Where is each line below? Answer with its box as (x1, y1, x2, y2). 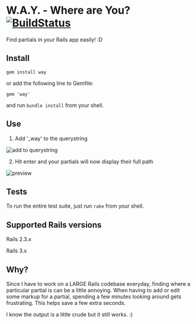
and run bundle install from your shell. (6, 101, 104, 109)
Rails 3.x (6, 247, 27, 254)
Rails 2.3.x (6, 236, 32, 243)
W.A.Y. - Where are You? (6, 4, 130, 17)
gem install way (6, 69, 46, 75)
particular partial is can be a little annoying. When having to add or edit (6, 287, 180, 294)
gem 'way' (6, 91, 31, 97)
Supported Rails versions (6, 220, 102, 230)
